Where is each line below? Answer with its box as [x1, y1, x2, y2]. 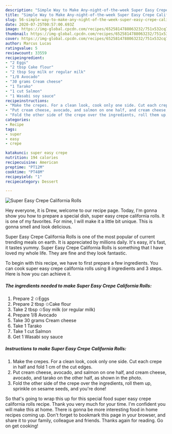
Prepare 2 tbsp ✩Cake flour [12, 301, 71, 307]
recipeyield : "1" [5, 174, 42, 180]
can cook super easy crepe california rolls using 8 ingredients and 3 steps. [5, 265, 163, 272]
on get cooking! [5, 423, 38, 429]
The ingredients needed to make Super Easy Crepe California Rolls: [5, 283, 152, 289]
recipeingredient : [5, 55, 45, 61]
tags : [5, 127, 17, 132]
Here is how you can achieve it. [5, 271, 72, 277]
